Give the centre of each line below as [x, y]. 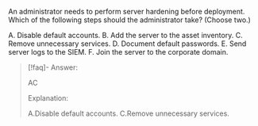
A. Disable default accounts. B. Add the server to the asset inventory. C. [126, 35]
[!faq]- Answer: [52, 67]
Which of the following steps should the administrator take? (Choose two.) [130, 20]
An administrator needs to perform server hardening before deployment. [127, 11]
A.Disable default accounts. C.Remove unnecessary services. [129, 113]
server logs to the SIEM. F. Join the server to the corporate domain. [118, 52]
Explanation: [48, 98]
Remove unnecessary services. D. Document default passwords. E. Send [127, 44]
